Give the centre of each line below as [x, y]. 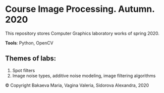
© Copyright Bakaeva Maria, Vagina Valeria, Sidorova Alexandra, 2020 [77, 85]
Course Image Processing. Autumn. [80, 9]
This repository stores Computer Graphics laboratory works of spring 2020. [82, 33]
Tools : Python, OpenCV [29, 43]
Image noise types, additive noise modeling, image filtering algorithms [84, 76]
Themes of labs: [31, 59]
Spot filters [24, 70]
